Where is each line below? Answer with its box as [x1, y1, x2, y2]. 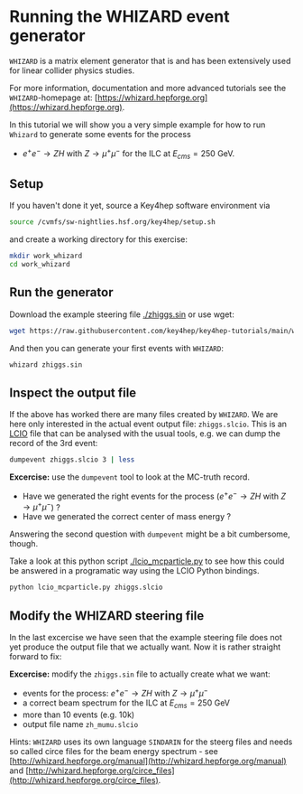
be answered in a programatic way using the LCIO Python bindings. [9, 565, 260, 576]
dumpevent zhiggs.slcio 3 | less [9, 455, 135, 464]
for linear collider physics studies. [9, 65, 135, 76]
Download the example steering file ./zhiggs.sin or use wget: [9, 309, 234, 320]
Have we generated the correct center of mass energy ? [22, 511, 232, 522]
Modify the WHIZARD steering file [9, 608, 205, 623]
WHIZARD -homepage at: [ [9, 92, 98, 103]
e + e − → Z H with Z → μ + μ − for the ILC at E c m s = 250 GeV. [22, 146, 235, 161]
